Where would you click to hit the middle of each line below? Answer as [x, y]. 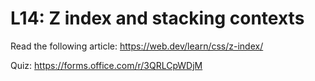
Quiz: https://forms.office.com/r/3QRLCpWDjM [106, 65]
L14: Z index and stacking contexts [157, 18]
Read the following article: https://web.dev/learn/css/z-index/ [137, 46]
